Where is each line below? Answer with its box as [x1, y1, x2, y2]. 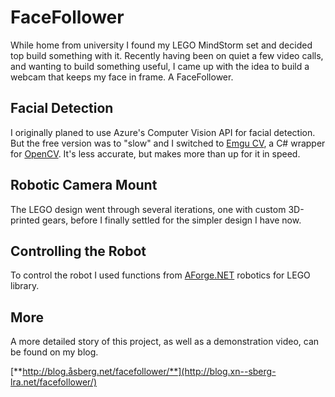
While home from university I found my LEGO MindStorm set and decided [10, 39, 313, 51]
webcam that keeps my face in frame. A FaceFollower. [10, 71, 234, 83]
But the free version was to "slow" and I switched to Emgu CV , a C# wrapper [10, 137, 326, 149]
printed [10, 214, 40, 226]
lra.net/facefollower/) [10, 376, 98, 388]
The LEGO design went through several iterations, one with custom [10, 203, 287, 215]
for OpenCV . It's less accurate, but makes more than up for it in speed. [10, 147, 301, 160]
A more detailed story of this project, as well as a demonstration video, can [10, 336, 320, 348]
